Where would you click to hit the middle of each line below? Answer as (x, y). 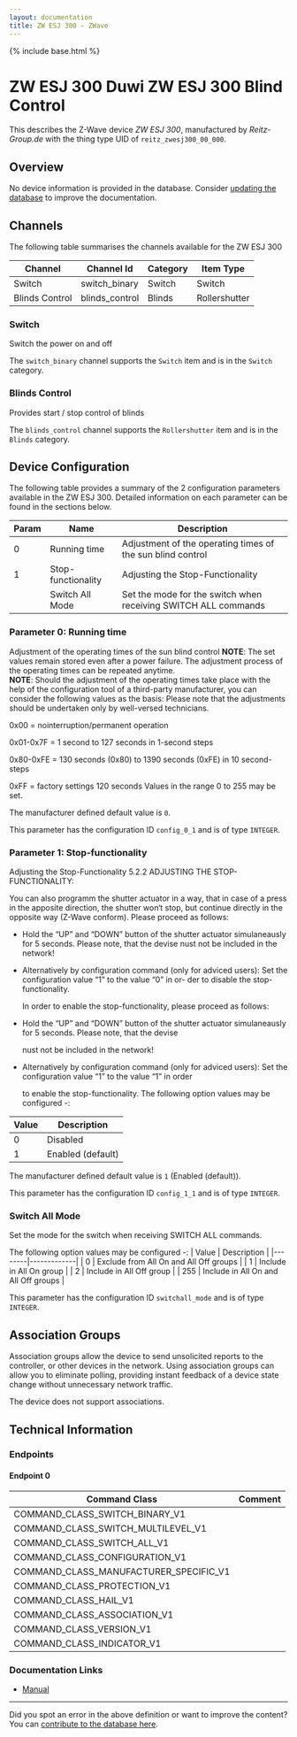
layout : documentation (51, 17)
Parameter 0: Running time (68, 632)
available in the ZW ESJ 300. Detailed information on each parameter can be (148, 497)
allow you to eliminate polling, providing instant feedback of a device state (144, 1375)
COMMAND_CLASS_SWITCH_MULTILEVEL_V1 (110, 1528)
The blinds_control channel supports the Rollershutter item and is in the (144, 429)
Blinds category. (40, 439)
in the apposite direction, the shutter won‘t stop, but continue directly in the (146, 908)
